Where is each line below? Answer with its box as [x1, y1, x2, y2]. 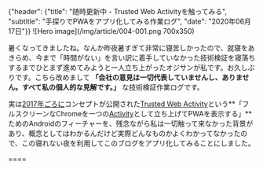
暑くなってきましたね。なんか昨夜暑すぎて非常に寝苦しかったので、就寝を [8, 43, 249, 53]
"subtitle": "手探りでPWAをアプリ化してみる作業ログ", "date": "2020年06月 [8, 17, 251, 26]
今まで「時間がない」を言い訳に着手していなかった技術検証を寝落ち [35, 53, 256, 62]
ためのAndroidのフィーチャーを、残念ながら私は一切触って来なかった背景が [8, 119, 254, 128]
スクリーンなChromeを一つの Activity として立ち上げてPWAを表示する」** [14, 109, 253, 118]
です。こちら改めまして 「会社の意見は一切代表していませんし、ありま [14, 73, 243, 82]
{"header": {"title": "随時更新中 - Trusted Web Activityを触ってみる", [8, 7, 228, 16]
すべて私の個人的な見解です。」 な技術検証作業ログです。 [21, 83, 204, 92]
